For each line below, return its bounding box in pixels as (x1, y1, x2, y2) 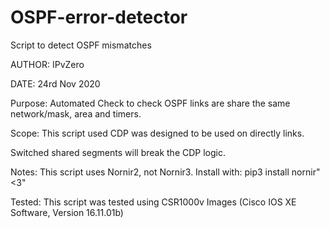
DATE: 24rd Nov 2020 (10, 77, 101, 90)
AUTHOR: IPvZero (10, 58, 85, 70)
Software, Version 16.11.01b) (10, 206, 124, 218)
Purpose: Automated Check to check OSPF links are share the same (10, 97, 291, 109)
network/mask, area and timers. (10, 107, 142, 120)
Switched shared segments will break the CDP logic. (10, 146, 226, 158)
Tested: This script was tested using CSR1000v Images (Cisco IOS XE (10, 196, 297, 208)
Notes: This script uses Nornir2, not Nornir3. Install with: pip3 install (10, 166, 290, 178)
